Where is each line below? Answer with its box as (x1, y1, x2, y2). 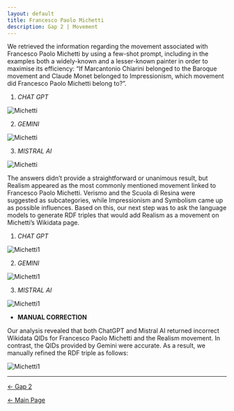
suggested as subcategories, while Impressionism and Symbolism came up (7, 196, 224, 204)
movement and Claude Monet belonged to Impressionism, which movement (7, 72, 224, 80)
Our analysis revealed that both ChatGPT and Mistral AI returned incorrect (7, 327, 219, 335)
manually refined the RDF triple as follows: (7, 349, 129, 357)
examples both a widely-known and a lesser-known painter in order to (7, 57, 208, 66)
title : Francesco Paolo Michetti (7, 17, 104, 24)
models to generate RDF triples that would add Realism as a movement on (7, 211, 219, 220)
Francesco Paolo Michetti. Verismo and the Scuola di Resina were (7, 189, 196, 197)
